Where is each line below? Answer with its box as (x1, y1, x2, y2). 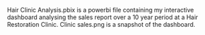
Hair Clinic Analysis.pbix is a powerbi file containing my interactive (7, 6, 194, 14)
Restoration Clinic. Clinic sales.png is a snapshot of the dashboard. (7, 21, 196, 28)
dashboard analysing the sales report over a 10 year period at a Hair (7, 13, 198, 21)
